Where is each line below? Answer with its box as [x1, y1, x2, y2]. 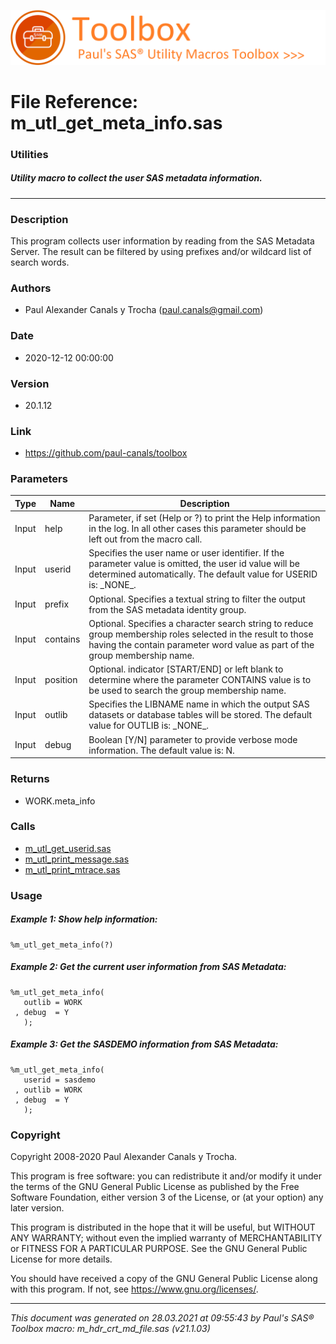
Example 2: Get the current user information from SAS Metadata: [10, 961, 287, 973]
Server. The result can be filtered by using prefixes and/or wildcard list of [10, 245, 312, 257]
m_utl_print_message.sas [24, 853, 130, 865]
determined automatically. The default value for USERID [88, 568, 318, 580]
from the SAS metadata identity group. [88, 603, 247, 615]
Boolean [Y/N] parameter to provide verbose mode [88, 733, 298, 745]
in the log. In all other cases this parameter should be [88, 523, 307, 535]
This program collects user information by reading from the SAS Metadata [10, 235, 315, 247]
